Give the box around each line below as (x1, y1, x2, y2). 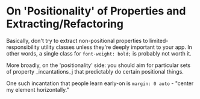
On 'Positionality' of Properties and (6, 4, 186, 18)
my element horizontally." (6, 86, 69, 93)
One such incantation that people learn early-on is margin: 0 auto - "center (6, 80, 194, 87)
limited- (149, 37, 169, 44)
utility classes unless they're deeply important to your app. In (41, 43, 193, 51)
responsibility (6, 43, 40, 51)
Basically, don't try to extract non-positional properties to (6, 37, 148, 44)
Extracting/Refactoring (6, 17, 123, 31)
